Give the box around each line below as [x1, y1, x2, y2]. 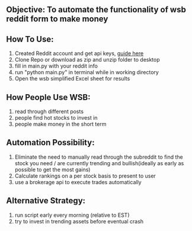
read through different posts [14, 108, 84, 115]
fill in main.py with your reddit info [14, 62, 98, 70]
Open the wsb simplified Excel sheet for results [14, 75, 130, 82]
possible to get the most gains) [14, 166, 91, 173]
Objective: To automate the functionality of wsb [6, 5, 187, 15]
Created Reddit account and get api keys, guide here [14, 50, 144, 57]
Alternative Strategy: [6, 195, 86, 206]
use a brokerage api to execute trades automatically [14, 178, 142, 185]
